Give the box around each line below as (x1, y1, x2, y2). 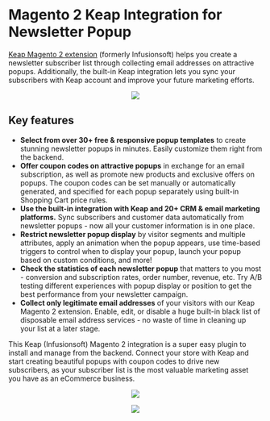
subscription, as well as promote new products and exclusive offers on (19, 169, 255, 179)
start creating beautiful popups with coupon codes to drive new (8, 356, 220, 366)
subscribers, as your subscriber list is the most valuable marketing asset (8, 365, 249, 374)
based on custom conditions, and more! (19, 255, 152, 265)
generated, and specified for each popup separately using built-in (19, 186, 239, 196)
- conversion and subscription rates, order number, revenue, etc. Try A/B (19, 272, 263, 281)
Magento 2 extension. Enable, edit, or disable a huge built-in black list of (19, 306, 260, 316)
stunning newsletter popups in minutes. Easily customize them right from (19, 144, 263, 153)
